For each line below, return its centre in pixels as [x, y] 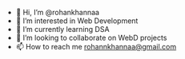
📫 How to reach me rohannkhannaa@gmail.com [96, 47]
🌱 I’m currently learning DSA [62, 29]
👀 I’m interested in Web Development [77, 21]
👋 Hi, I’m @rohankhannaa [58, 12]
